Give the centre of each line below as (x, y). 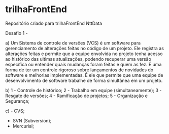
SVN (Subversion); (32, 120)
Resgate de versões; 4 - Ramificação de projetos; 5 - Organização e (77, 96)
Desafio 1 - (16, 33)
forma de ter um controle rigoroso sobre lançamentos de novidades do (79, 70)
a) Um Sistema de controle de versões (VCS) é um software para (73, 43)
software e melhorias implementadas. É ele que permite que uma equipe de (84, 75)
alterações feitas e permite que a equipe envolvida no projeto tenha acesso (84, 54)
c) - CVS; (15, 111)
